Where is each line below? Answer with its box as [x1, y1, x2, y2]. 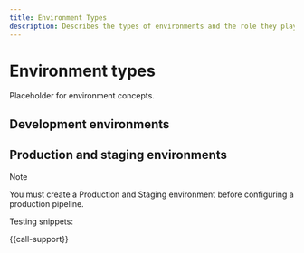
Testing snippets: [9, 216, 74, 227]
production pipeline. [9, 198, 84, 209]
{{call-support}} [9, 233, 70, 244]
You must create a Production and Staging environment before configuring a [9, 189, 294, 200]
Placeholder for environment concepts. [9, 90, 156, 101]
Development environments [9, 117, 170, 132]
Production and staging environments [9, 147, 228, 163]
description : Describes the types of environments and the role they [9, 22, 278, 31]
